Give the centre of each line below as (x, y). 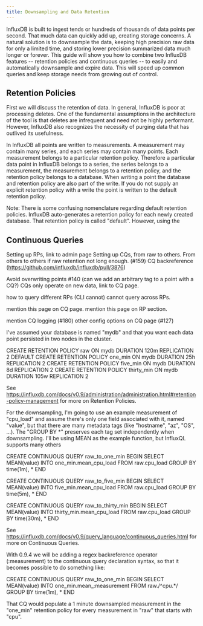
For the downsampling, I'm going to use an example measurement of (92, 412)
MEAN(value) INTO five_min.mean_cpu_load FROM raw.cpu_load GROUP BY (101, 487)
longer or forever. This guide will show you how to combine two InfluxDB (97, 54)
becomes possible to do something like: (56, 568)
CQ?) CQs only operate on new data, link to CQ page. (72, 285)
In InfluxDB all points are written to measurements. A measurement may (95, 145)
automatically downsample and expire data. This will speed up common (95, 68)
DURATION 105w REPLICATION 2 (47, 376)
